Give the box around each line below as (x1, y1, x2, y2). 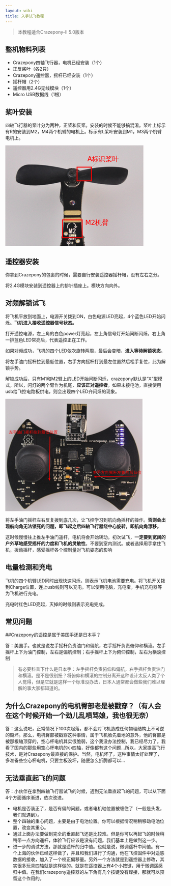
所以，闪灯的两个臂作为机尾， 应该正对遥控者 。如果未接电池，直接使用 (14, 382, 161, 388)
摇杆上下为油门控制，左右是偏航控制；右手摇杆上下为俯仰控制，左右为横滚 (5, 649, 161, 655)
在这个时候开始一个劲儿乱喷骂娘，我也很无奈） (5, 711, 153, 720)
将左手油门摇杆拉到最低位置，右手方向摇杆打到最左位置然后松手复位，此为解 (5, 358, 166, 364)
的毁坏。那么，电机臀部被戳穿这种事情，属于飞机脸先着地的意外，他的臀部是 (5, 732, 166, 738)
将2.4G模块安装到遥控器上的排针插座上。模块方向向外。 (5, 282, 123, 289)
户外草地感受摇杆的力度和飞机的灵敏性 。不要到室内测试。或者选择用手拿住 (5, 540, 161, 547)
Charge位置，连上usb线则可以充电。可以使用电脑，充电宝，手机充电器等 (9, 584, 162, 590)
